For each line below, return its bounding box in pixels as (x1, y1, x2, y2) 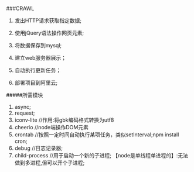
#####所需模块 (6, 92, 43, 98)
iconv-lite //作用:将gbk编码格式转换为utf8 (14, 116, 114, 123)
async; (14, 104, 31, 110)
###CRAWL (6, 5, 35, 12)
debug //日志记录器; (14, 145, 63, 152)
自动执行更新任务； (14, 67, 62, 74)
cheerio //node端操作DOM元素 (14, 124, 89, 130)
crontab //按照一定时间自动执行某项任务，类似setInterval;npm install (14, 131, 179, 138)
